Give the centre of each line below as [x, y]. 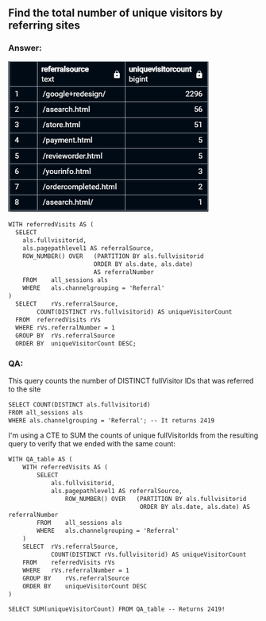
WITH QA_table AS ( [40, 459]
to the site [25, 389]
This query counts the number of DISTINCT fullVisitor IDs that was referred [131, 380]
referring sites [44, 26]
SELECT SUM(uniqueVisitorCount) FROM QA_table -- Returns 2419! [117, 609]
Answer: [25, 48]
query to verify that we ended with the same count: [92, 443]
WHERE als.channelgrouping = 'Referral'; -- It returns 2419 [112, 420]
